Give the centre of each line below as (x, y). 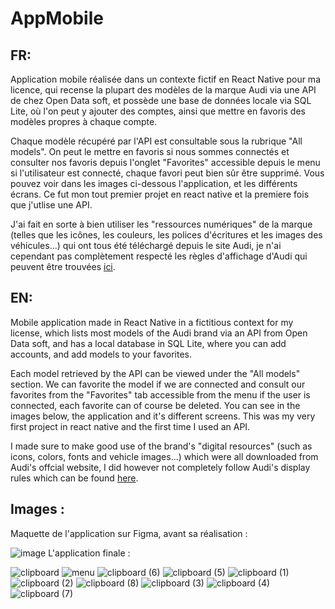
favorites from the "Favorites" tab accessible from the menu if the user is (160, 394)
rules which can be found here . (74, 478)
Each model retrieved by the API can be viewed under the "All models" (155, 373)
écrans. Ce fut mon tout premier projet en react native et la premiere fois (160, 194)
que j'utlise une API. (51, 205)
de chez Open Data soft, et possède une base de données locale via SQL (161, 100)
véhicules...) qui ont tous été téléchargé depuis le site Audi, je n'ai (146, 245)
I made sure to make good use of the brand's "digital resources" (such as (161, 446)
